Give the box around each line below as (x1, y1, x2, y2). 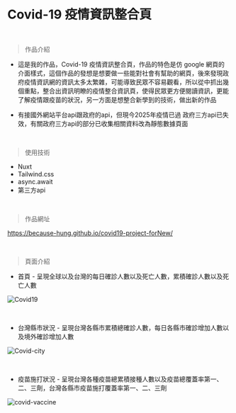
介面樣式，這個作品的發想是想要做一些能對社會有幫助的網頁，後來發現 (17, 69, 223, 77)
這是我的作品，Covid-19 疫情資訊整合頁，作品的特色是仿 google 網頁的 (17, 60, 225, 68)
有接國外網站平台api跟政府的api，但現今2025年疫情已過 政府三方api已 (17, 111, 223, 119)
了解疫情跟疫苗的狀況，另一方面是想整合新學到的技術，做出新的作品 (17, 95, 217, 103)
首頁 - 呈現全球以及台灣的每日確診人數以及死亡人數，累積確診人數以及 (17, 272, 223, 281)
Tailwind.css (17, 169, 55, 178)
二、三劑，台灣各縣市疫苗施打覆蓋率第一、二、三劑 (17, 383, 167, 392)
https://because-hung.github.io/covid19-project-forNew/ (7, 228, 174, 237)
